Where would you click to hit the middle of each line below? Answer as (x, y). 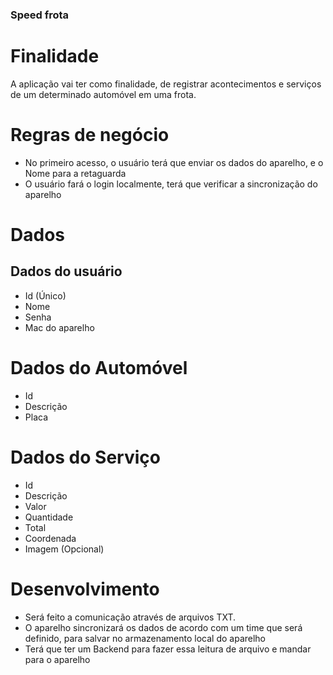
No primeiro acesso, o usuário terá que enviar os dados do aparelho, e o (174, 162)
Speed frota (40, 15)
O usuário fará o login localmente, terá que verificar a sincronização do (171, 184)
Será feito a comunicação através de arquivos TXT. (130, 617)
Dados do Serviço (85, 457)
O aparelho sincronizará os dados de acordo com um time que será (163, 627)
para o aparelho (57, 659)
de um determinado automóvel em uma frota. (103, 94)
